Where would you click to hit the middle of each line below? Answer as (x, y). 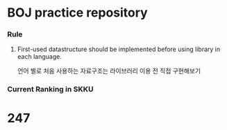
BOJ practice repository (77, 13)
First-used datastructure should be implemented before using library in (119, 49)
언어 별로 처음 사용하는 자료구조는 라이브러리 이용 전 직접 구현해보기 (109, 71)
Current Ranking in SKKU (50, 89)
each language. (40, 57)
